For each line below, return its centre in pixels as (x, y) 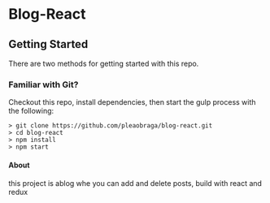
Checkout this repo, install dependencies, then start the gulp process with (132, 102)
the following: (31, 111)
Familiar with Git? (44, 84)
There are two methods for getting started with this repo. (104, 63)
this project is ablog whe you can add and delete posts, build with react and (135, 183)
